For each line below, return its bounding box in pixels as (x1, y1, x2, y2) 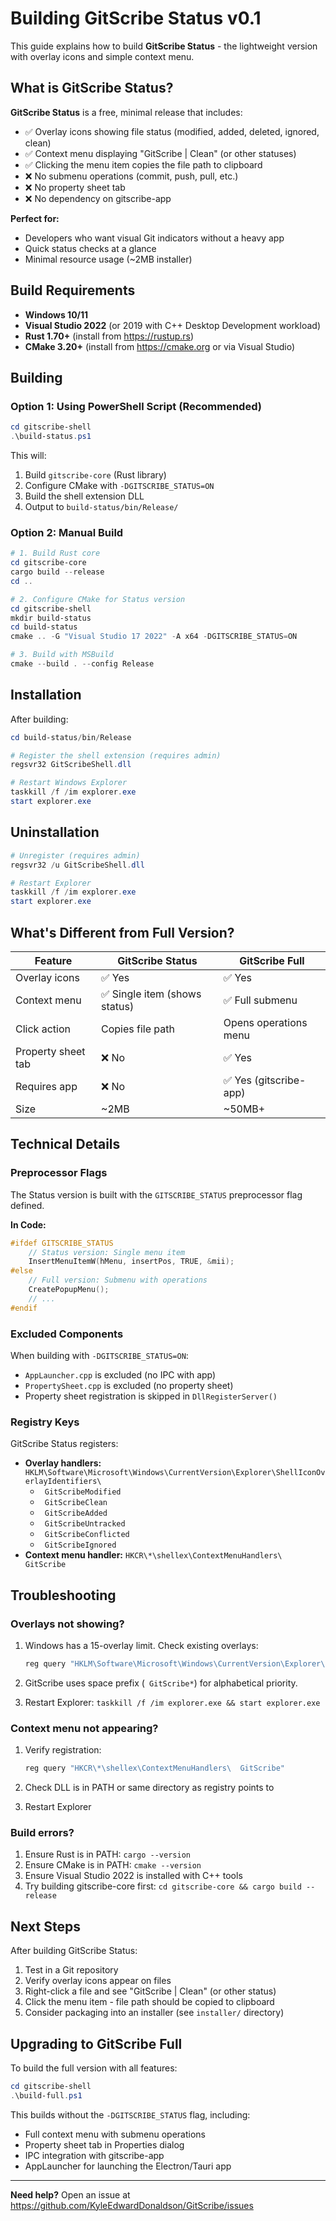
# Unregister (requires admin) (10, 850, 141, 861)
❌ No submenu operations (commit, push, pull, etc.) (24, 170, 239, 182)
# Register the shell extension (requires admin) (10, 750, 222, 761)
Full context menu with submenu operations (24, 2128, 206, 2140)
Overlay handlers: (24, 1457, 102, 1469)
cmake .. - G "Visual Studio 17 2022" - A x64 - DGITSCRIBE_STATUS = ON (10, 632, 298, 642)
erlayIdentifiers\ (24, 1477, 102, 1487)
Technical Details (10, 1136, 121, 1153)
